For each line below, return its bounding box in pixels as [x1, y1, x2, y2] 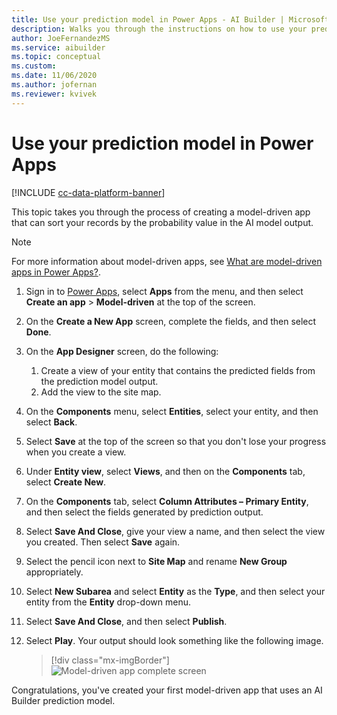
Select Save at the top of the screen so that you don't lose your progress [25, 435, 327, 447]
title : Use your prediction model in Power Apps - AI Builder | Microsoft [11, 14, 330, 25]
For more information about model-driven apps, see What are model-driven [11, 255, 323, 267]
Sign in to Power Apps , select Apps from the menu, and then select [25, 285, 304, 297]
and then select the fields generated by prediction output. [25, 506, 264, 518]
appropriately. [25, 566, 84, 578]
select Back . [25, 416, 78, 428]
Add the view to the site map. [40, 386, 162, 398]
